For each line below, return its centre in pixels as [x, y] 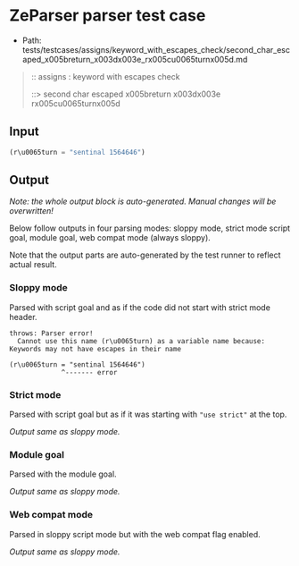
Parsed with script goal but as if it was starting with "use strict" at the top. [148, 414]
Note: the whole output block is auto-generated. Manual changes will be [143, 201]
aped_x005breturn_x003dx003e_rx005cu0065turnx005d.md [135, 59]
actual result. [33, 265]
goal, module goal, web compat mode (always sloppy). [110, 238]
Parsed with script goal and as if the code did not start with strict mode [140, 307]
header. [23, 317]
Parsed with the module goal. [63, 474]
